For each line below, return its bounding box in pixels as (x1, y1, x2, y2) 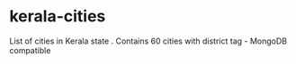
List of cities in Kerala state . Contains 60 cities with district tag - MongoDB (9, 36, 288, 46)
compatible (9, 44, 51, 55)
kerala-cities (9, 6, 106, 27)
